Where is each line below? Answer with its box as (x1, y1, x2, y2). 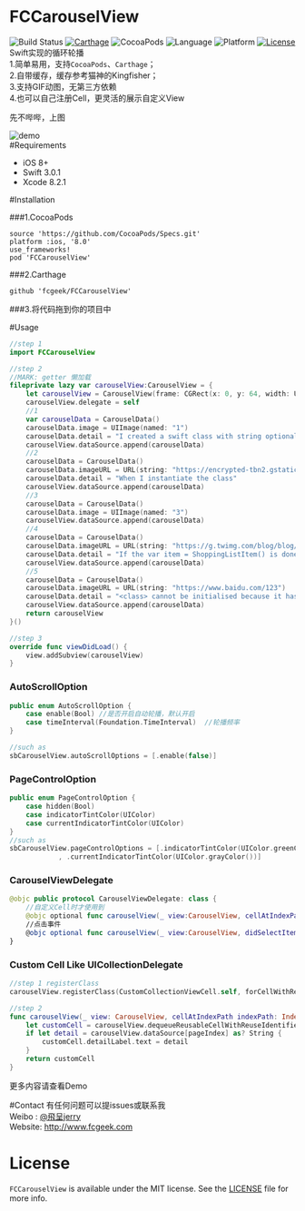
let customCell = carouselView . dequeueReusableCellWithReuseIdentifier (25, 1020, 302, 1029)
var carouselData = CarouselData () (25, 415, 161, 424)
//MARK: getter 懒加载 (9, 372, 92, 382)
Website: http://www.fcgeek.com (9, 1121, 133, 1132)
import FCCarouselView (9, 348, 95, 357)
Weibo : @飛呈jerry (9, 1110, 82, 1122)
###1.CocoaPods (9, 212, 74, 222)
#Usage (9, 321, 39, 332)
